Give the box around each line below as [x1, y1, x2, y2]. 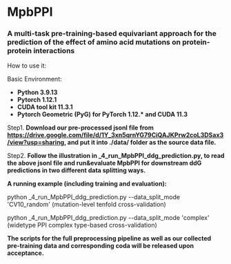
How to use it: [7, 61, 47, 70]
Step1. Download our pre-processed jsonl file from [7, 123, 154, 132]
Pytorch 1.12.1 [17, 96, 57, 104]
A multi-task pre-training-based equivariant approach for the [7, 29, 217, 39]
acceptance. [7, 249, 45, 257]
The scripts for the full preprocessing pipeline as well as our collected [7, 234, 212, 243]
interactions [33, 46, 75, 56]
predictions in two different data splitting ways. [7, 166, 146, 174]
